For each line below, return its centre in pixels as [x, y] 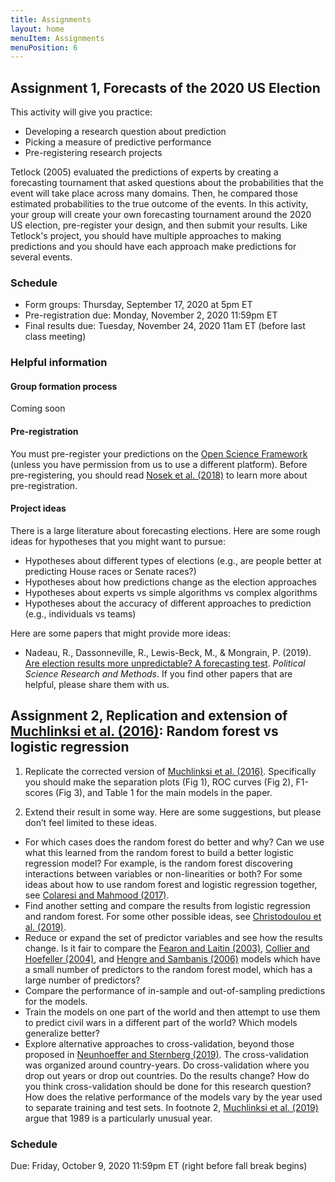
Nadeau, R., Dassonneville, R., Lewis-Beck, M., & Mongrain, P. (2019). [168, 652]
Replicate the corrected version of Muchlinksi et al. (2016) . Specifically [170, 771]
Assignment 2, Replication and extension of [149, 716]
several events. [41, 257]
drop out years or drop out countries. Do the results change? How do [167, 1075]
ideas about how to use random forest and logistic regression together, [171, 884]
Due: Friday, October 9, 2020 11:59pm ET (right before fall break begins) [159, 1165]
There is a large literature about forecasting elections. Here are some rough [165, 530]
